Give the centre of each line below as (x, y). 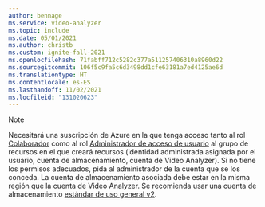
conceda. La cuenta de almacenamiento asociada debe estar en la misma (129, 178)
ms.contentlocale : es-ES (49, 82)
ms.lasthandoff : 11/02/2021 (55, 90)
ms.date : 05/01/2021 (43, 38)
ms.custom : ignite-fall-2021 (57, 53)
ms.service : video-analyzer (55, 23)
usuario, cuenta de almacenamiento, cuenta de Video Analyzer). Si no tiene (132, 161)
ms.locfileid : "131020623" (53, 97)
